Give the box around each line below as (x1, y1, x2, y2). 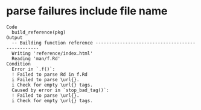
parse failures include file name (6, 4, 168, 18)
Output (6, 34, 23, 40)
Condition (6, 61, 31, 67)
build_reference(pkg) (11, 29, 66, 35)
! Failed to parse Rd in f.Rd (11, 71, 88, 78)
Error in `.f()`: (11, 66, 56, 72)
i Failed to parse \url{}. (11, 76, 80, 82)
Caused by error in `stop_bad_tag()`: (11, 87, 110, 93)
